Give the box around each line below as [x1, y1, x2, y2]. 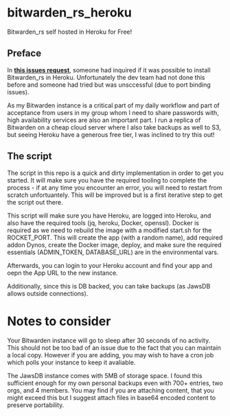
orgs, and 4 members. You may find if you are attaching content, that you [7, 386, 214, 394]
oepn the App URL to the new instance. [7, 269, 118, 277]
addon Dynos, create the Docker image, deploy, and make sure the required [7, 240, 222, 249]
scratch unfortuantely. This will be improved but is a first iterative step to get [7, 191, 223, 199]
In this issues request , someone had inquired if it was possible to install [7, 65, 211, 74]
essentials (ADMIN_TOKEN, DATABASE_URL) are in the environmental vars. [7, 248, 219, 256]
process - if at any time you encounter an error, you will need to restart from [7, 183, 222, 191]
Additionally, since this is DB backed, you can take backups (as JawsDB [7, 282, 211, 290]
